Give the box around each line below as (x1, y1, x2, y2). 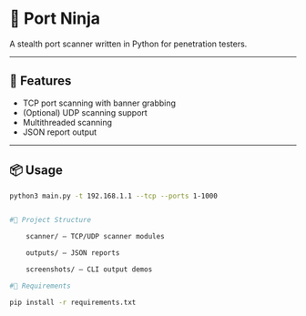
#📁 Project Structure (9, 216, 92, 225)
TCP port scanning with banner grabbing (22, 97, 176, 108)
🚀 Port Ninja (9, 8, 101, 29)
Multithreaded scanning (22, 117, 112, 127)
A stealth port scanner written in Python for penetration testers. (9, 38, 248, 49)
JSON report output (22, 127, 97, 138)
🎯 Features (9, 73, 72, 89)
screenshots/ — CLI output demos (25, 265, 153, 274)
